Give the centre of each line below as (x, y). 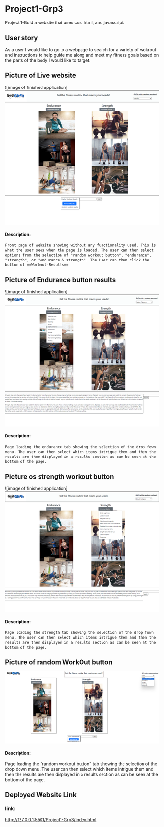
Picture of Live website (41, 76)
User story (21, 38)
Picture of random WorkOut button (59, 662)
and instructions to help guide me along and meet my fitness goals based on (82, 55)
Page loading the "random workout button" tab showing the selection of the (81, 764)
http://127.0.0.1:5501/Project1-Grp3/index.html (51, 819)
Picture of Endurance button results (61, 280)
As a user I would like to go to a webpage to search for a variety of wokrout (81, 49)
